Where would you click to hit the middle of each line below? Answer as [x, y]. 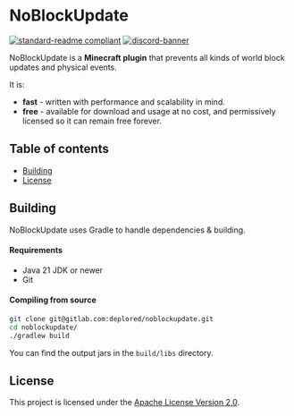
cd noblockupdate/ [43, 327]
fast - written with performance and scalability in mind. [123, 102]
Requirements [36, 250]
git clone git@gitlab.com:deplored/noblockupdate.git [112, 318]
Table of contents [59, 149]
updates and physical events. [63, 67]
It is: [17, 84]
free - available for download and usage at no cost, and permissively [149, 111]
